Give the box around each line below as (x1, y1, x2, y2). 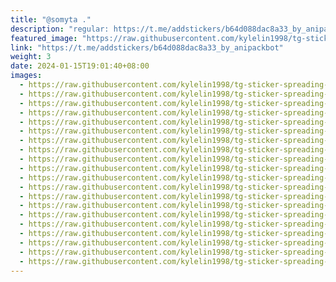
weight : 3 (10, 52, 52, 62)
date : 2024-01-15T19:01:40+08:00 (10, 61, 150, 71)
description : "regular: (10, 24, 110, 34)
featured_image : (10, 33, 78, 43)
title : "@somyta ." (10, 14, 92, 25)
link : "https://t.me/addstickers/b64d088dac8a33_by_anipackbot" (10, 42, 284, 53)
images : (10, 71, 43, 81)
